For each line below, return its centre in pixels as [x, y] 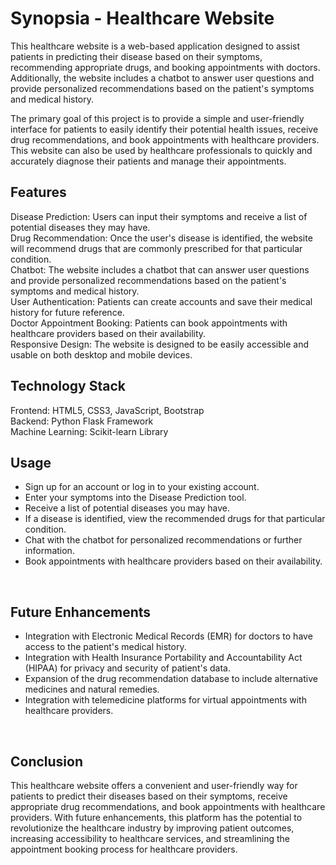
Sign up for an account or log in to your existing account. [142, 487]
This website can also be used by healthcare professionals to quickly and [161, 150]
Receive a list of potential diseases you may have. [127, 508]
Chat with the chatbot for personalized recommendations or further [163, 540]
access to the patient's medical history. [105, 647]
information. [49, 551]
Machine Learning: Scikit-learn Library [89, 431]
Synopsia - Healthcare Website [142, 18]
